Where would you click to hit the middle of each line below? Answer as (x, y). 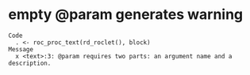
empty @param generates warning (126, 15)
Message (21, 49)
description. (30, 63)
